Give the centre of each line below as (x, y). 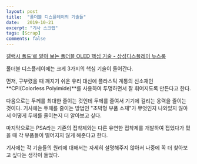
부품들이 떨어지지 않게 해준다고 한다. (66, 135)
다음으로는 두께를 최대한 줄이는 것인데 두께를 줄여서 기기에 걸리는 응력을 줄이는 (96, 101)
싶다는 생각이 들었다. (36, 155)
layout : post (22, 11)
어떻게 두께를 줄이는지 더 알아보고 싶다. (57, 115)
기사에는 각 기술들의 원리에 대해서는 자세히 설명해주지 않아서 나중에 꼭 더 (89, 148)
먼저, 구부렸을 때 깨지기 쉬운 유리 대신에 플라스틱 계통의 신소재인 (80, 81)
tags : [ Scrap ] (24, 33)
